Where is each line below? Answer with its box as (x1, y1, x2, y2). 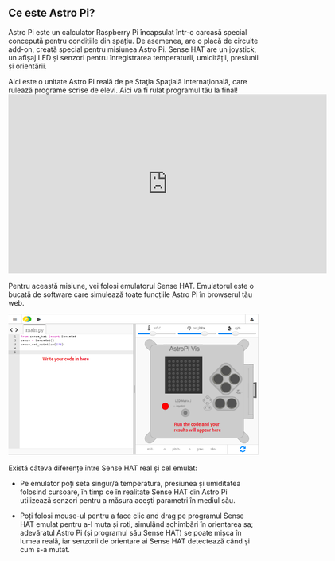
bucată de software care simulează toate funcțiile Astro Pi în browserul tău (8, 290, 253, 299)
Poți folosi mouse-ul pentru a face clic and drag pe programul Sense (19, 511, 244, 520)
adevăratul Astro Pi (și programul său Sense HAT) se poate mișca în (19, 528, 242, 538)
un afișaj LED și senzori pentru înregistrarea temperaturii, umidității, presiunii (8, 53, 259, 62)
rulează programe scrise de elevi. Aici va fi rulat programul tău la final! (8, 85, 239, 95)
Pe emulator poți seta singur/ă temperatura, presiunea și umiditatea (19, 479, 241, 489)
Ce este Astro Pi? (8, 6, 95, 20)
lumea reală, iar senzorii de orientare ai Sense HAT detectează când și (19, 536, 251, 546)
